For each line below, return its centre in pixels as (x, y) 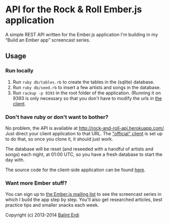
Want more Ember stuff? (36, 183)
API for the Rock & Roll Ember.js (74, 9)
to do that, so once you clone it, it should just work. (59, 139)
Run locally (19, 71)
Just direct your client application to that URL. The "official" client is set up (84, 133)
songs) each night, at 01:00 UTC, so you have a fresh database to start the (84, 154)
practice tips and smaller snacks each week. (52, 205)
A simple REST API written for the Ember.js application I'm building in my (82, 34)
